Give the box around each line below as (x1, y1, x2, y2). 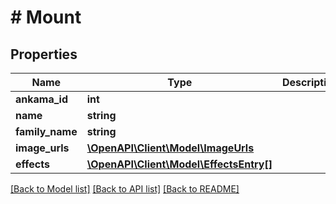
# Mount (10, 6, 82, 29)
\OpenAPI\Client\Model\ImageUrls (86, 141, 255, 155)
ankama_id (15, 92, 68, 106)
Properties (10, 46, 78, 63)
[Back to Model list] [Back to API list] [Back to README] (10, 183, 240, 195)
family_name (15, 125, 78, 138)
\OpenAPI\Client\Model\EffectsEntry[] (86, 157, 273, 171)
